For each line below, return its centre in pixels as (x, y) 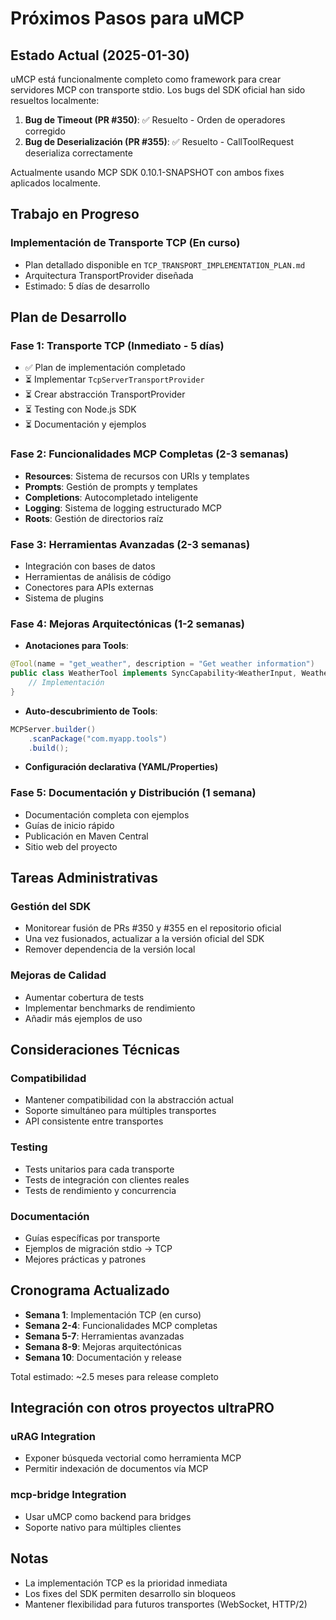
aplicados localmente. (56, 183)
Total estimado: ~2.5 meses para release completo (114, 1376)
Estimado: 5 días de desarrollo (87, 286)
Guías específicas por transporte (92, 1238)
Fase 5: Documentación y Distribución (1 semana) (133, 793)
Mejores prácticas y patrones (85, 1259)
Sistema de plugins (64, 598)
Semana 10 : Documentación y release (103, 1357)
